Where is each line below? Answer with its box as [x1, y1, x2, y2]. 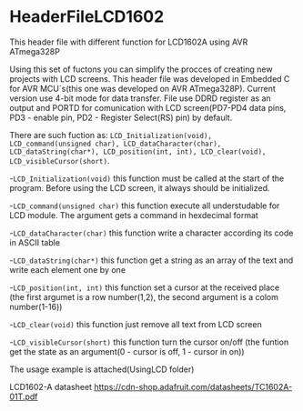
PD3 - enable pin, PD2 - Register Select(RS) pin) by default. [9, 112, 233, 123]
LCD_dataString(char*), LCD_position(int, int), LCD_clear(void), [9, 147, 267, 156]
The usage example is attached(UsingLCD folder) [9, 364, 195, 375]
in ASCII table [9, 236, 61, 247]
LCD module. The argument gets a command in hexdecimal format [9, 209, 259, 220]
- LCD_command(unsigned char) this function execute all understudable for [9, 200, 280, 211]
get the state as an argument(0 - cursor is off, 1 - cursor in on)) [9, 346, 245, 356]
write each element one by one [9, 264, 126, 275]
